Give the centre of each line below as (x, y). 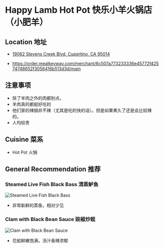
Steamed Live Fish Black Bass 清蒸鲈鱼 (52, 184)
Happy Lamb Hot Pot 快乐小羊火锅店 (79, 10)
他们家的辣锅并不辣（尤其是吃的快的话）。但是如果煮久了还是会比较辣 (82, 110)
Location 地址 (26, 42)
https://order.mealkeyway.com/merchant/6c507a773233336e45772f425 (85, 63)
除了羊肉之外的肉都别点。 (38, 98)
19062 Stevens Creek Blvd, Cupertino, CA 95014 (61, 54)
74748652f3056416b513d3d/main (46, 69)
